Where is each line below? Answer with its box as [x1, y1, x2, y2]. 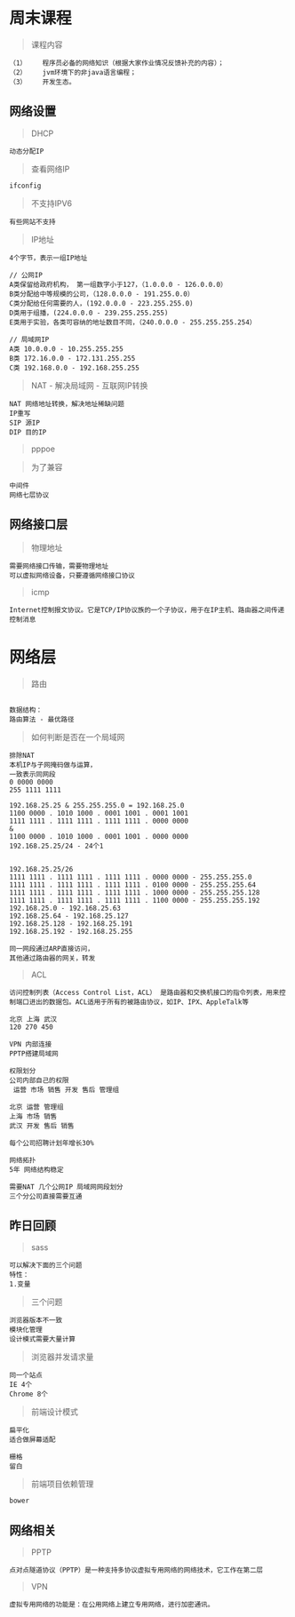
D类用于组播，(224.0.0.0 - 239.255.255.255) [9, 308, 169, 317]
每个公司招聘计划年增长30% [9, 1138, 95, 1147]
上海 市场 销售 [9, 1111, 58, 1120]
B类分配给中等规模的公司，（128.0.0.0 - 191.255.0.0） [9, 290, 195, 299]
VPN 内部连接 [9, 1039, 52, 1048]
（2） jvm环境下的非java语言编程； [9, 68, 137, 76]
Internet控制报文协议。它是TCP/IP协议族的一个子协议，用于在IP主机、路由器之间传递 [9, 605, 285, 614]
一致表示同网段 [9, 769, 56, 778]
